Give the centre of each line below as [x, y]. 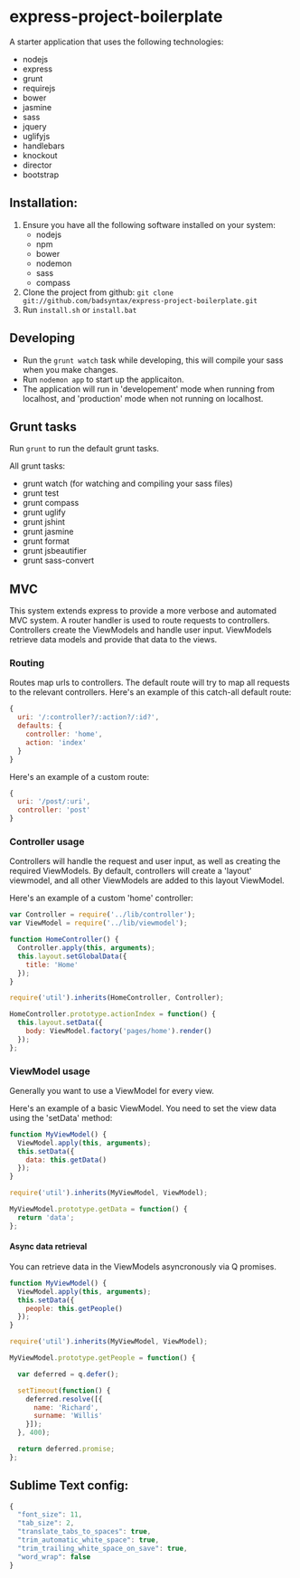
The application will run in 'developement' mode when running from [149, 389]
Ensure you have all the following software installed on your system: [149, 224]
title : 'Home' [52, 965]
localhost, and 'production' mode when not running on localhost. [143, 398]
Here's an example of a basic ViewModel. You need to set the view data [143, 1108]
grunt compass [51, 503]
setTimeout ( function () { [64, 1391]
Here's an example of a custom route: [80, 776]
